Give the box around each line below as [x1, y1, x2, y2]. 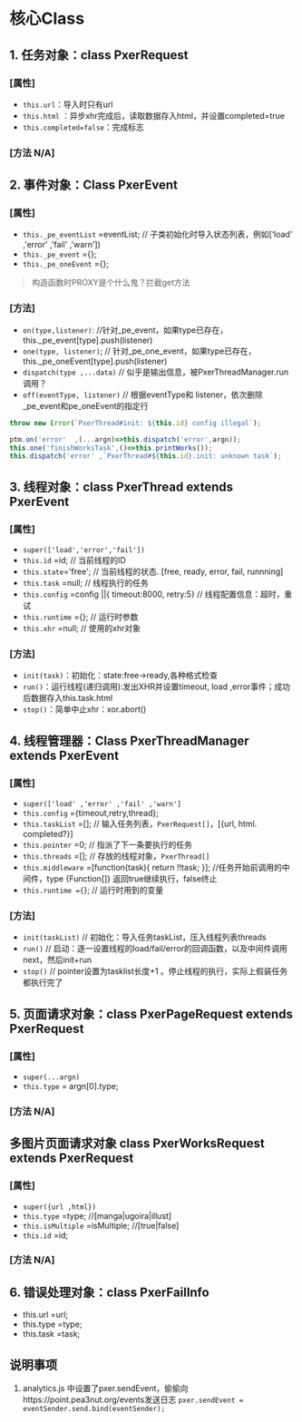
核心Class [9, 8, 84, 29]
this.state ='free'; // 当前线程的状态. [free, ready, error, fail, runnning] [22, 566, 284, 577]
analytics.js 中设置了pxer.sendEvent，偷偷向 [22, 1383, 189, 1394]
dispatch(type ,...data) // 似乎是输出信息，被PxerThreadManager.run [22, 366, 289, 377]
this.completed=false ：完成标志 [22, 122, 144, 132]
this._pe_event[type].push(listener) [22, 335, 153, 346]
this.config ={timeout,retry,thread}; [22, 807, 159, 818]
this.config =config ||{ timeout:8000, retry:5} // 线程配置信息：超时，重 [22, 589, 293, 599]
